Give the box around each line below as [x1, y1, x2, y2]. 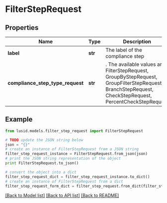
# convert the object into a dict [5, 170, 77, 175]
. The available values [105, 61, 156, 68]
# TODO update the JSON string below [5, 137, 83, 143]
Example [5, 115, 33, 124]
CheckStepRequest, [105, 92, 152, 99]
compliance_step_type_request [7, 80, 83, 86]
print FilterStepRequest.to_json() [5, 161, 79, 166]
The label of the [105, 46, 143, 53]
